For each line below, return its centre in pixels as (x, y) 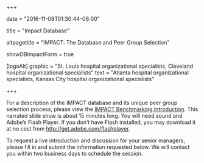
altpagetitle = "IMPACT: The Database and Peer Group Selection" (88, 42)
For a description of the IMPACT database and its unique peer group (92, 103)
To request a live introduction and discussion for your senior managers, (96, 140)
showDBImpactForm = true (40, 54)
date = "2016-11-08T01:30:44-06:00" (53, 19)
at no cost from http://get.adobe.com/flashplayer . (68, 129)
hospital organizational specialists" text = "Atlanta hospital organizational (97, 73)
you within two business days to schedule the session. (75, 154)
